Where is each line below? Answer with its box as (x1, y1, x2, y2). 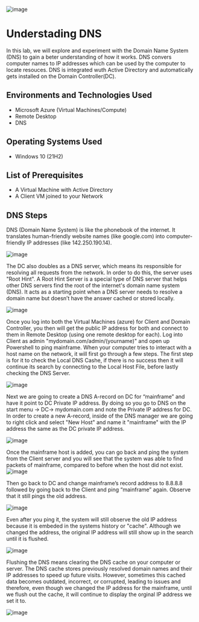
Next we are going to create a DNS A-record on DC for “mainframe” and (6, 393, 185, 401)
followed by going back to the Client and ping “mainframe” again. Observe (6, 486, 191, 493)
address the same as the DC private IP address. (6, 425, 125, 433)
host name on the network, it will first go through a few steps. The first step (6, 350, 194, 358)
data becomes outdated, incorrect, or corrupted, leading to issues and (6, 578, 181, 585)
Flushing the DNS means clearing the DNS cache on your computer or (6, 558, 181, 566)
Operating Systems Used (6, 137, 103, 147)
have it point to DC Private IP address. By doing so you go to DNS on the (6, 399, 186, 407)
